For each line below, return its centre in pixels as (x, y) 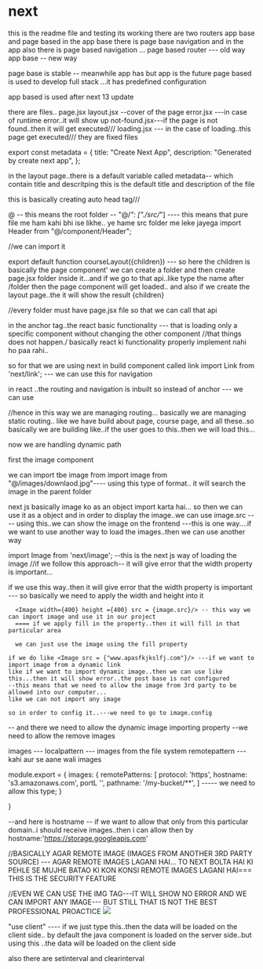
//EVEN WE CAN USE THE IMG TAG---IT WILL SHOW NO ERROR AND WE (128, 894)
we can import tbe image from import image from (88, 475)
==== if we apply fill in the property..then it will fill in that (128, 623)
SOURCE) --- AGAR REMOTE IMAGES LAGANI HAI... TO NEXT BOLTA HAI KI (131, 862)
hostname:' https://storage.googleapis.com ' (78, 838)
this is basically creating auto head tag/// (74, 199)
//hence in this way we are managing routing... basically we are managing (127, 412)
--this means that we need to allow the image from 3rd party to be (122, 685)
